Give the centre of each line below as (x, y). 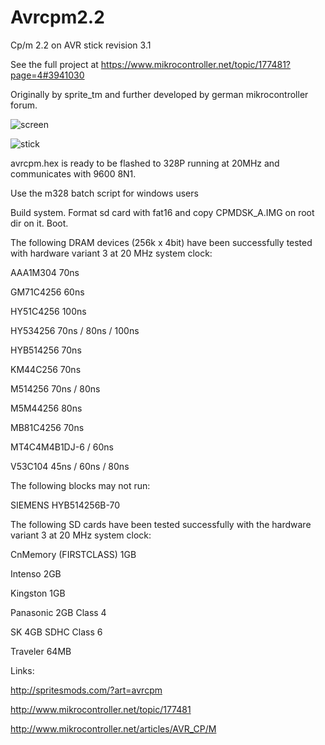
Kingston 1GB (38, 593)
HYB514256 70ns (46, 350)
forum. (24, 105)
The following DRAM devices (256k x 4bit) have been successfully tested (161, 242)
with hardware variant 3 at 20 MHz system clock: (111, 253)
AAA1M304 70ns (45, 272)
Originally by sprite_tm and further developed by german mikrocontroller (159, 94)
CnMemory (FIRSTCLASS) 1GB (73, 554)
